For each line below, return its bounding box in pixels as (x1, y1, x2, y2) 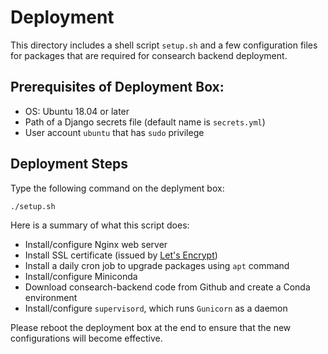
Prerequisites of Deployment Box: (10, 79, 225, 96)
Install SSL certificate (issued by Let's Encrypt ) (24, 249, 218, 261)
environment (24, 291, 78, 303)
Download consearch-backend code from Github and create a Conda (24, 281, 311, 293)
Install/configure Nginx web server (24, 238, 168, 250)
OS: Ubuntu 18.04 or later (24, 105, 130, 117)
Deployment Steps (10, 156, 128, 173)
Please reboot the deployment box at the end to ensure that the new (10, 321, 292, 333)
